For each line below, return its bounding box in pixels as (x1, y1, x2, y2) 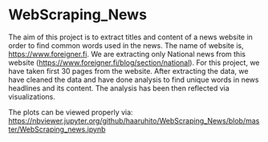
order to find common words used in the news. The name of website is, (8, 40, 244, 50)
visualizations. (8, 91, 56, 101)
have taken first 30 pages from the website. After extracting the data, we (8, 66, 249, 75)
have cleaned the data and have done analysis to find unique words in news (8, 75, 259, 84)
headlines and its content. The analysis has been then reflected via (8, 83, 230, 93)
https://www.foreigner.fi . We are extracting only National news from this (8, 49, 246, 59)
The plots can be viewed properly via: (8, 107, 134, 117)
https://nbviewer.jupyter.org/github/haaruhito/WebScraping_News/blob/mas (8, 116, 260, 125)
